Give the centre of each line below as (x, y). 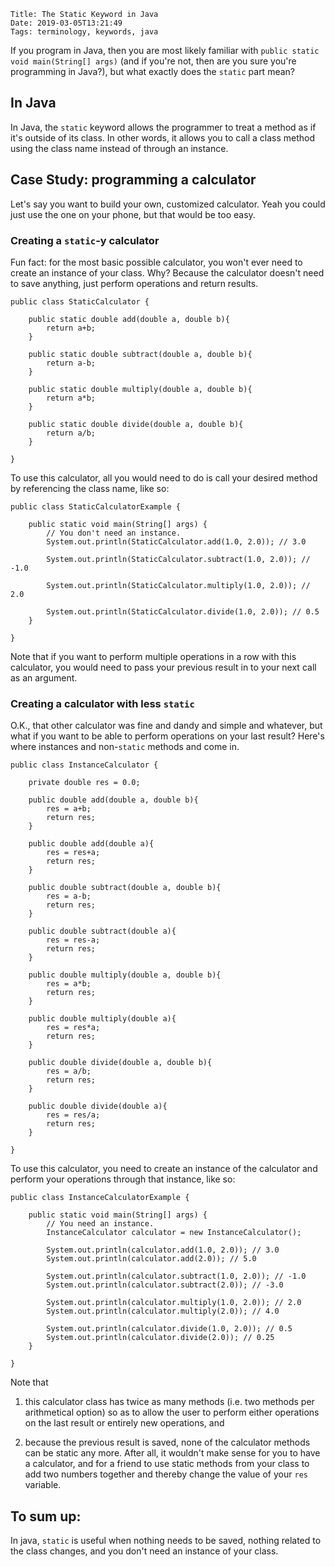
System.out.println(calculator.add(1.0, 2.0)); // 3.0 (163, 1250)
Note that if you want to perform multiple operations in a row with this (153, 656)
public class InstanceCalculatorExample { (100, 1198)
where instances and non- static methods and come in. (125, 747)
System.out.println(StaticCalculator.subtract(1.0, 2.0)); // (178, 559)
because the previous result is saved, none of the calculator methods (167, 1442)
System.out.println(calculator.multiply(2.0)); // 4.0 (163, 1311)
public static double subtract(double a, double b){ (140, 354)
